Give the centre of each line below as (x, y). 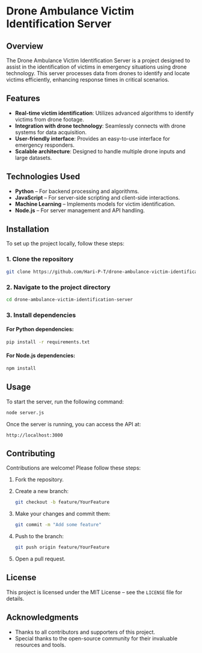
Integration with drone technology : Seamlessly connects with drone (100, 126)
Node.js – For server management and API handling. (80, 210)
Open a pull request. (40, 559)
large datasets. (33, 158)
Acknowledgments (43, 618)
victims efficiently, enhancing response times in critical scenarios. (88, 80)
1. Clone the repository (40, 259)
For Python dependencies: (40, 330)
